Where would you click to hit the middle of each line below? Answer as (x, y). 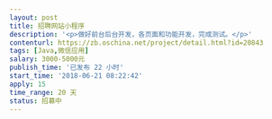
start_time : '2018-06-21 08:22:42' (76, 76)
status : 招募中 (36, 101)
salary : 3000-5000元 (47, 59)
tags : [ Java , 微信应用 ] (49, 51)
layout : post (34, 17)
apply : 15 (28, 84)
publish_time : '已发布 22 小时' (67, 68)
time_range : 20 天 (43, 92)
